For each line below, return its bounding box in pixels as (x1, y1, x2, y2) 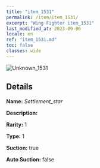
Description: (6, 109, 37, 116)
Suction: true (6, 144, 39, 151)
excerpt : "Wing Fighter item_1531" (6, 20, 95, 26)
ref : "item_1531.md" (6, 37, 58, 43)
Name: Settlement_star (6, 97, 63, 105)
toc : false (6, 43, 33, 49)
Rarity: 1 (6, 121, 27, 128)
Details (6, 82, 33, 92)
